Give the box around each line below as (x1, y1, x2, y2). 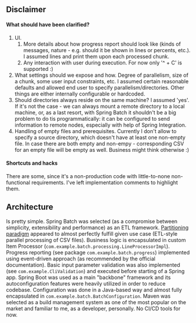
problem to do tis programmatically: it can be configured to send (14, 115, 170, 122)
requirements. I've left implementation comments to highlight (31, 179, 178, 186)
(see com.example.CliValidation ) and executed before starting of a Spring (6, 267, 185, 274)
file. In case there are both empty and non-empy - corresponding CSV (14, 140, 184, 147)
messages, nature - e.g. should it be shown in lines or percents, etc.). (23, 46, 191, 53)
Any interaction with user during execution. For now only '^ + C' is (23, 59, 183, 66)
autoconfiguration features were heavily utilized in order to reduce (6, 280, 166, 287)
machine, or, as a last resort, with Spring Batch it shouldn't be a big (14, 108, 177, 116)
